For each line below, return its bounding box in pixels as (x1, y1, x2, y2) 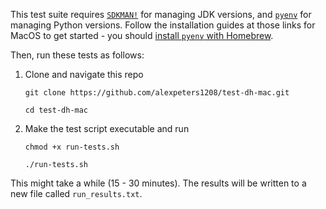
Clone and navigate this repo (24, 69, 144, 80)
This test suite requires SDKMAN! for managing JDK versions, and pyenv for (10, 9, 312, 20)
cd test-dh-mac (24, 105, 89, 115)
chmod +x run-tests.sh (24, 142, 120, 152)
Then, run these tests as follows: (10, 49, 145, 61)
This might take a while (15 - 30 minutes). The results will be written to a (10, 177, 307, 189)
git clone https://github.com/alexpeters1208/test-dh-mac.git (24, 88, 290, 98)
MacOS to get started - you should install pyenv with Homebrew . (10, 30, 274, 41)
